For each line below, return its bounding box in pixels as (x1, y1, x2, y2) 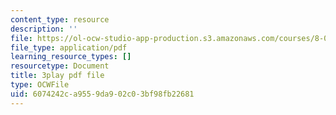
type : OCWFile (10, 80, 70, 90)
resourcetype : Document (10, 61, 110, 71)
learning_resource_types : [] (10, 52, 132, 62)
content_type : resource (10, 14, 110, 25)
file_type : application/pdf (10, 42, 128, 53)
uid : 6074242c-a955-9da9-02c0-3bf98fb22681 (10, 89, 195, 99)
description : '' (10, 24, 78, 34)
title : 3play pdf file (10, 71, 105, 81)
